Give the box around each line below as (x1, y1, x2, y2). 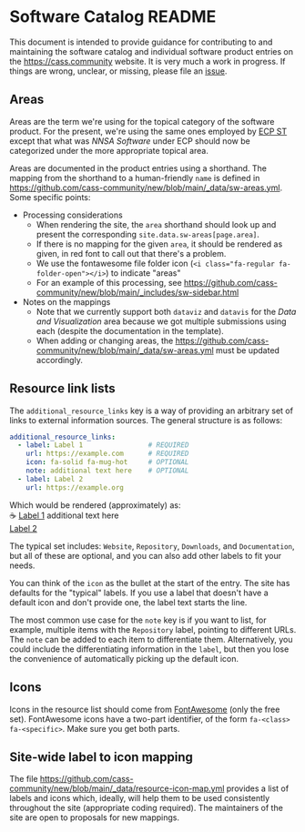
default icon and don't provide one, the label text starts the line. (9, 596, 248, 607)
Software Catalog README (9, 6, 217, 27)
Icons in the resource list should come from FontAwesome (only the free (9, 704, 280, 715)
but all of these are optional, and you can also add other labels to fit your (9, 550, 282, 561)
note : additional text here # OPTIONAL (25, 466, 189, 475)
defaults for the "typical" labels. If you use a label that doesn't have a (9, 587, 269, 598)
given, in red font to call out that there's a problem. (36, 248, 227, 259)
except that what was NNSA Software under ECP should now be (9, 135, 250, 147)
